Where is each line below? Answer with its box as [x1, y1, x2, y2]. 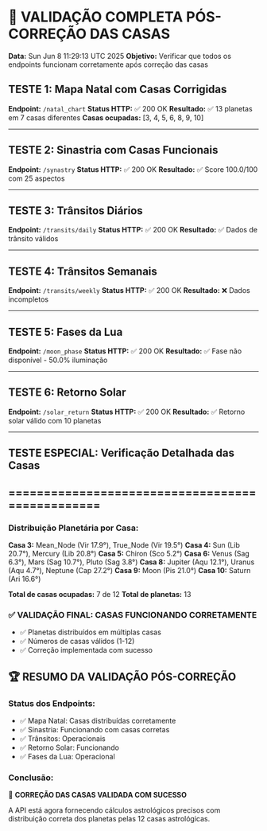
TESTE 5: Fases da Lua [8, 325, 123, 338]
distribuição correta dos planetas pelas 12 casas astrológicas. [8, 814, 211, 824]
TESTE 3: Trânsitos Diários [8, 204, 143, 217]
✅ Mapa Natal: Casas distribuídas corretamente [19, 716, 176, 725]
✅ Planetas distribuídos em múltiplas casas [19, 627, 161, 637]
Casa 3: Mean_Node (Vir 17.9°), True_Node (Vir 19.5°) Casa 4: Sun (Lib [8, 540, 240, 549]
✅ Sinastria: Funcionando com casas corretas [19, 724, 170, 734]
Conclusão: [8, 772, 54, 783]
